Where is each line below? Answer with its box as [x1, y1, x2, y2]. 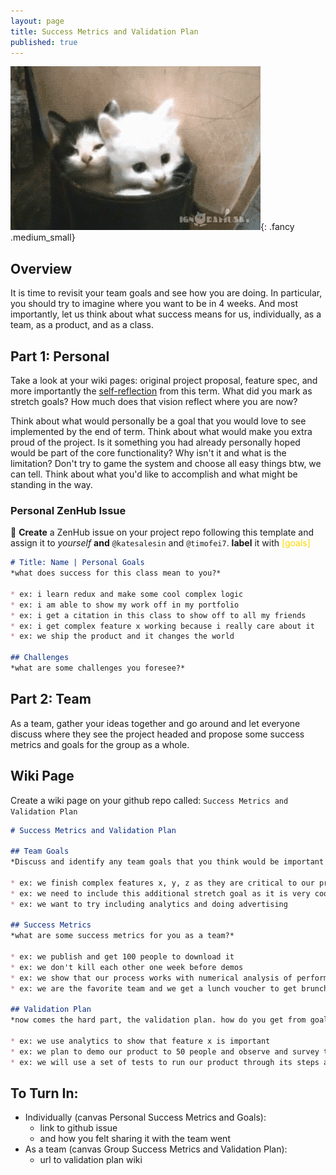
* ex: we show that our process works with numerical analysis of [10, 973, 293, 983]
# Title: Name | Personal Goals [10, 558, 145, 568]
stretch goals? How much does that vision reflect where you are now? [10, 396, 298, 407]
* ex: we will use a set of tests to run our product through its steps [10, 1057, 320, 1067]
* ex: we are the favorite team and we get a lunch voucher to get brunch [10, 983, 329, 994]
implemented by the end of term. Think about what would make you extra [10, 426, 313, 437]
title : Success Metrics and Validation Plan [10, 26, 199, 37]
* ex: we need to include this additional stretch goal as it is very [10, 888, 311, 899]
